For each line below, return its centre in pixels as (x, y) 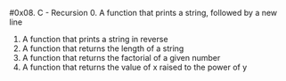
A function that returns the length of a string (103, 48)
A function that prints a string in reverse (95, 39)
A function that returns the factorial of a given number (121, 58)
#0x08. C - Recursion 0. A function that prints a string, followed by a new (143, 13)
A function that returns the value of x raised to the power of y (135, 67)
